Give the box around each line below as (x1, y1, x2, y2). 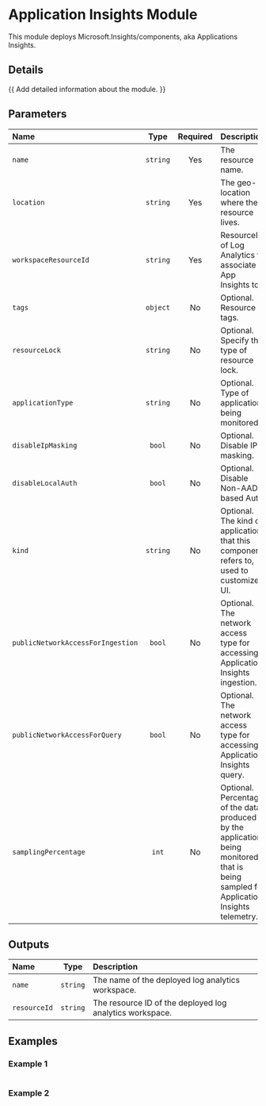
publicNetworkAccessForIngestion (12, 638, 139, 647)
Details (8, 63, 44, 77)
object (145, 303, 170, 312)
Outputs (8, 938, 50, 951)
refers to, (220, 555, 255, 566)
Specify (220, 335, 249, 346)
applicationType (12, 398, 74, 407)
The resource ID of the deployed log (92, 997, 227, 1008)
